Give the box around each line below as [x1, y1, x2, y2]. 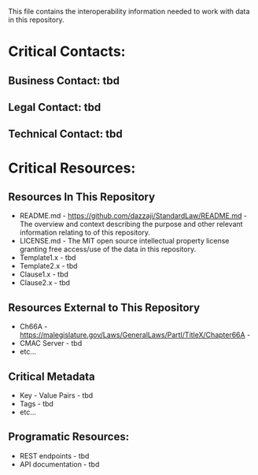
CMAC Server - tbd [19, 339, 83, 348]
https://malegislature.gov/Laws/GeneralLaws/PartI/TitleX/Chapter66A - [19, 330, 251, 340]
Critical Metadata [8, 369, 96, 383]
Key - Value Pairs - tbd [19, 390, 94, 400]
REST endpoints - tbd [19, 451, 90, 460]
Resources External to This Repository [8, 301, 201, 314]
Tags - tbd [19, 399, 53, 408]
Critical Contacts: [8, 43, 126, 61]
